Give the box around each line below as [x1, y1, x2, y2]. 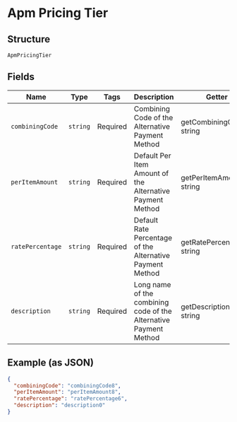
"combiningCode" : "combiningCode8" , [13, 382, 121, 389]
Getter [205, 92, 228, 102]
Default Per [133, 151, 171, 160]
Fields [7, 71, 35, 83]
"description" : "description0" [13, 402, 106, 409]
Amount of [133, 168, 169, 178]
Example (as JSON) [7, 357, 94, 369]
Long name [133, 279, 171, 289]
